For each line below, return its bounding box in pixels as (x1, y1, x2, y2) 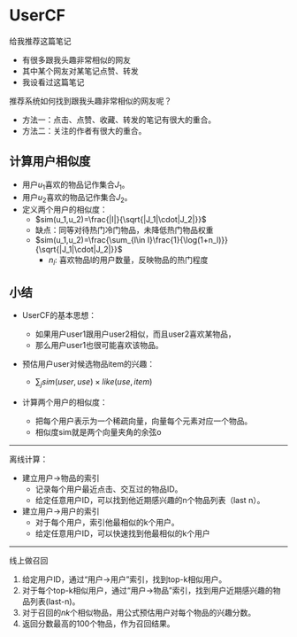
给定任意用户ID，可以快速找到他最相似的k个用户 (34, 528, 210, 539)
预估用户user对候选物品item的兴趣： (21, 358, 156, 369)
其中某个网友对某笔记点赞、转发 (21, 66, 139, 76)
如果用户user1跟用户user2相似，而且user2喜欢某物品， (34, 329, 236, 339)
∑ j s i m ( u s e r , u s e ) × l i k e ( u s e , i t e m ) (34, 376, 153, 389)
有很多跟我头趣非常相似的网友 (21, 54, 131, 65)
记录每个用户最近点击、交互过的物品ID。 (34, 484, 183, 494)
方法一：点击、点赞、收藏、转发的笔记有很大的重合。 (21, 114, 217, 125)
